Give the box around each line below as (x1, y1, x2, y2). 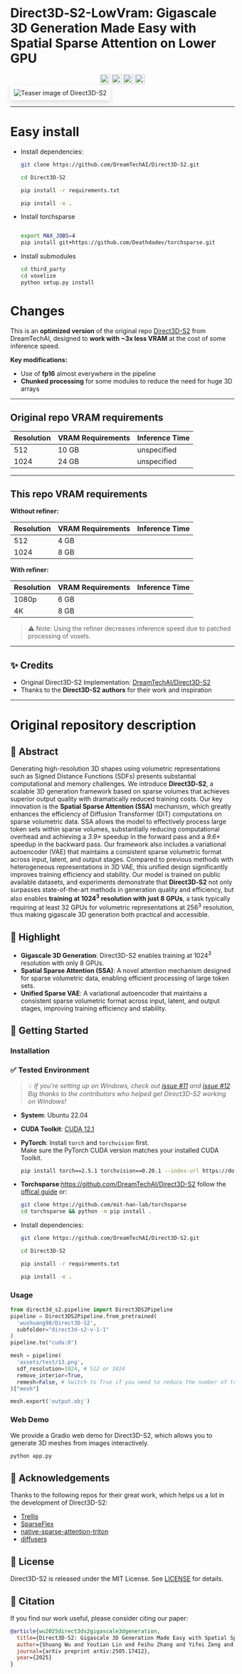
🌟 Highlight (10, 931, 60, 943)
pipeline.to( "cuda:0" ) (10, 1339, 78, 1347)
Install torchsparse (20, 212, 75, 221)
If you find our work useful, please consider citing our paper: (10, 1614, 189, 1622)
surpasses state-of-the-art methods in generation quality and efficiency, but (10, 885, 234, 894)
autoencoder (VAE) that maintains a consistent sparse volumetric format (10, 848, 222, 856)
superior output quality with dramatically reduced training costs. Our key (10, 795, 223, 804)
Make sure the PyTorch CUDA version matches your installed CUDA (20, 1146, 219, 1154)
